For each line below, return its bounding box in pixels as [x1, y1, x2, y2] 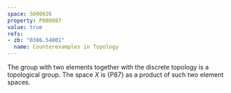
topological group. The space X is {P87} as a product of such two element [7, 70, 224, 79]
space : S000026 [7, 10, 52, 18]
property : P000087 [7, 17, 62, 24]
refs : [7, 30, 23, 38]
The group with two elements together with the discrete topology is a [7, 63, 209, 71]
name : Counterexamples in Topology [13, 43, 119, 50]
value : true [7, 23, 43, 31]
